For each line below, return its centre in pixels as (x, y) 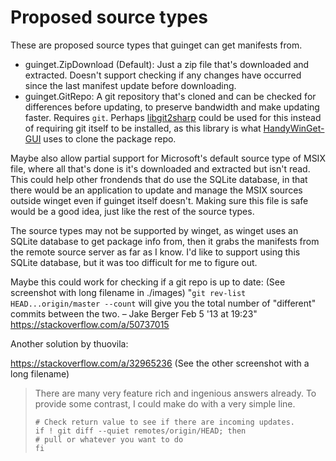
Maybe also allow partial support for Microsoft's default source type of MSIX (168, 158)
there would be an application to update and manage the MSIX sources (156, 190)
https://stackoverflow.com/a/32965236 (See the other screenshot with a (160, 363)
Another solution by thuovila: (69, 343)
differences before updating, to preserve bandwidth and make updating (172, 107)
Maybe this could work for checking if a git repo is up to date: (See (148, 282)
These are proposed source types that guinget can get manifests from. (156, 45)
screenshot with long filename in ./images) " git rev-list (128, 292)
